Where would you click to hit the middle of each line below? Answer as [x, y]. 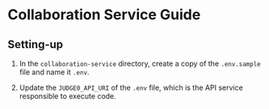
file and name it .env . [54, 72]
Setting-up [36, 44]
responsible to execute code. [67, 96]
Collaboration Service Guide [104, 15]
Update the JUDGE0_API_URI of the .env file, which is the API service [131, 87]
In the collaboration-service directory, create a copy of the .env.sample [140, 63]
